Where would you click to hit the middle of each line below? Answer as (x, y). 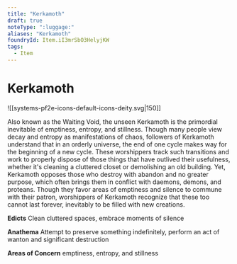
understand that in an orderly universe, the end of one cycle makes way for (117, 144)
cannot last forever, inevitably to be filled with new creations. (96, 204)
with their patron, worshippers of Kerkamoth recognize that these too (109, 197)
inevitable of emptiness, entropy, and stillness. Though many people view (115, 129)
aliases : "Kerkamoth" (39, 34)
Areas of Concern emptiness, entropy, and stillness (83, 253)
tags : (15, 47)
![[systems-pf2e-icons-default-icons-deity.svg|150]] (84, 108)
